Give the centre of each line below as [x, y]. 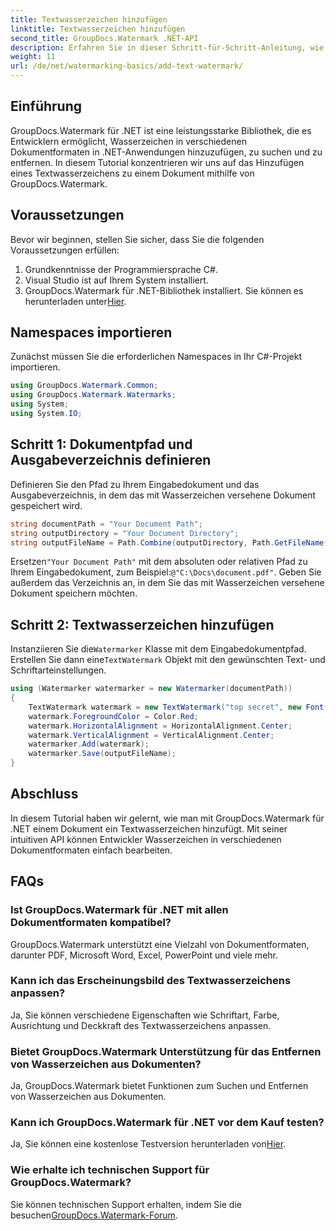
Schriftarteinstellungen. [58, 670]
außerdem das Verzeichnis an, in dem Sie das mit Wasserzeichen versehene [167, 583]
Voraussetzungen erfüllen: [65, 250]
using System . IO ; [46, 414]
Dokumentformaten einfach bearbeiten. [91, 850]
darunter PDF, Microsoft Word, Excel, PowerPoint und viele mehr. [144, 955]
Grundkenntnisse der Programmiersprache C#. [121, 269]
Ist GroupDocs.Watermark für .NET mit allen [119, 910]
